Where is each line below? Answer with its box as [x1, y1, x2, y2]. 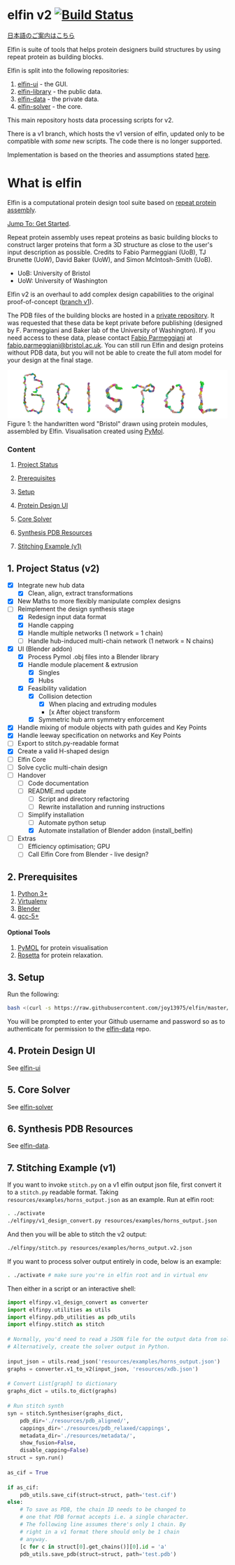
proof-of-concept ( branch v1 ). [7, 297, 94, 305]
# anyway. [20, 1536, 49, 1543]
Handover [17, 771, 47, 779]
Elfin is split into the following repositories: [7, 66, 129, 74]
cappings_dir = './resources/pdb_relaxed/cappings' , [20, 1425, 171, 1432]
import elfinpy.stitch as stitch [7, 1321, 105, 1328]
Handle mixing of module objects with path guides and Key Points [17, 723, 207, 732]
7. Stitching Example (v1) [7, 1162, 117, 1174]
